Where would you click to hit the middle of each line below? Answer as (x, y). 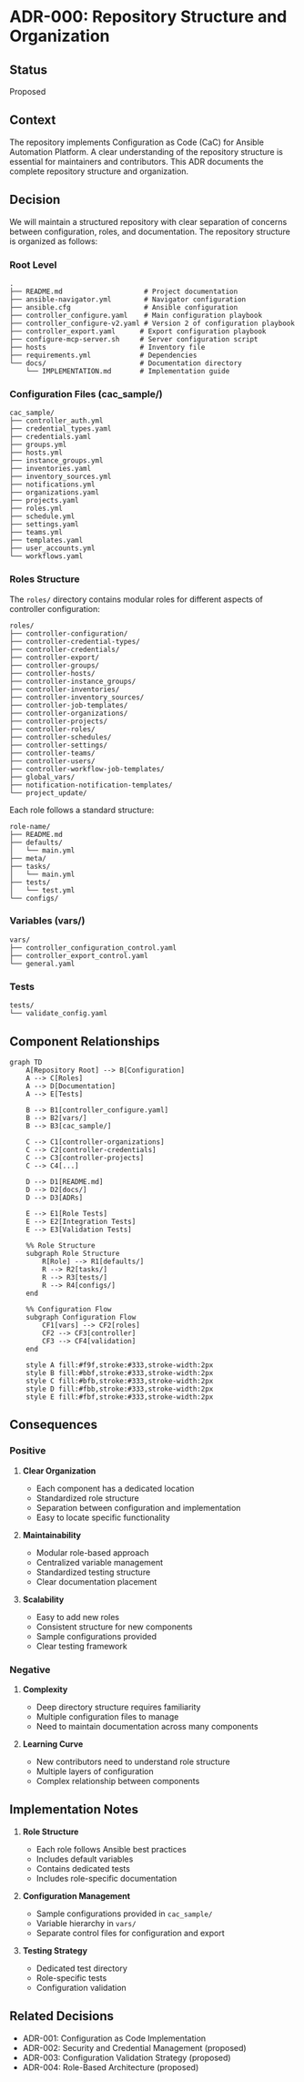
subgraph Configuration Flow (81, 1317)
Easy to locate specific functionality (103, 1517)
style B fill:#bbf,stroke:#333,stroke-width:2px (120, 1373)
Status (29, 70)
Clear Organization (59, 1470)
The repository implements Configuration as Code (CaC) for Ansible (137, 142)
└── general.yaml (42, 964)
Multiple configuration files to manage (107, 1716)
